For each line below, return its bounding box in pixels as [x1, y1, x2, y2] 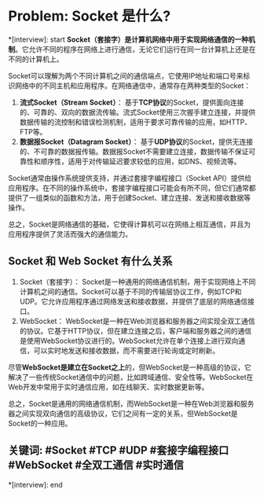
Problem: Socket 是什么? [8, 7, 171, 25]
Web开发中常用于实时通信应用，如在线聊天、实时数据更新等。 [8, 382, 209, 392]
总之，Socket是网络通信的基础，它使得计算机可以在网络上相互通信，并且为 [8, 219, 251, 229]
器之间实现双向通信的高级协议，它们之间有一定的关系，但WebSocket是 [8, 408, 238, 418]
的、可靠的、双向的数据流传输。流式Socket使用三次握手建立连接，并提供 [19, 107, 256, 116]
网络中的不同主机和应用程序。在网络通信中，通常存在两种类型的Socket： [14, 80, 251, 90]
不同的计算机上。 [8, 54, 64, 64]
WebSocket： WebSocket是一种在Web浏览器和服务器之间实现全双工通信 [19, 316, 255, 326]
